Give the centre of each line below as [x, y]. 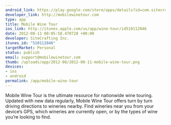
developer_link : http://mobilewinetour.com [52, 15]
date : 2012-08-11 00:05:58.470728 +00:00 [50, 34]
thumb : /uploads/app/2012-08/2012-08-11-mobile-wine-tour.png [73, 62]
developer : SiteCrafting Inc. [37, 39]
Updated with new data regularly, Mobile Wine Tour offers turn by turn [79, 101]
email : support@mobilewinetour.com [43, 57]
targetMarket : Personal [31, 48]
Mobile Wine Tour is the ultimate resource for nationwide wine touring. [79, 95]
